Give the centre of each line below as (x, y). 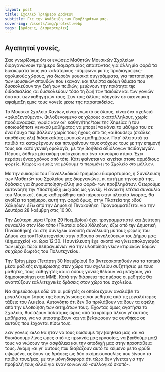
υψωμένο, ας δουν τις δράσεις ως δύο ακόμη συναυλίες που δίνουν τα (78, 353)
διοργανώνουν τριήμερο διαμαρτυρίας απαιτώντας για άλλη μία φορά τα (81, 65)
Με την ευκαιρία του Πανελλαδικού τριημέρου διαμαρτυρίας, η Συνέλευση (83, 173)
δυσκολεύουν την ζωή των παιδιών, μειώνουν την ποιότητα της (70, 86)
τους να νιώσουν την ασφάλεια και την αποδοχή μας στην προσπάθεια (78, 343)
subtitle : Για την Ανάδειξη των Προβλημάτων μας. (57, 19)
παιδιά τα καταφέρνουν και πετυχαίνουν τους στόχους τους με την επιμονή (83, 143)
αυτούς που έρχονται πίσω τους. (39, 323)
